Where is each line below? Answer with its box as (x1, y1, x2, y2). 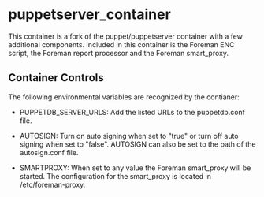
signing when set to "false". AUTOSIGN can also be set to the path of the (19, 139, 256, 149)
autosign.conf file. (19, 147, 79, 157)
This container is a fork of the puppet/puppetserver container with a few (8, 32, 243, 41)
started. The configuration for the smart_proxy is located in (19, 171, 211, 180)
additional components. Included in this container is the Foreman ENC (8, 39, 235, 49)
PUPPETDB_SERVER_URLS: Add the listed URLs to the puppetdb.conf (19, 107, 246, 117)
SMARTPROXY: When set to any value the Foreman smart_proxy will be (19, 163, 251, 173)
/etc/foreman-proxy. (19, 180, 86, 189)
